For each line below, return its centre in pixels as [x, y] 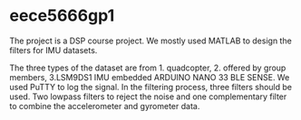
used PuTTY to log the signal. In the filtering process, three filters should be [151, 87]
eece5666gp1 [62, 16]
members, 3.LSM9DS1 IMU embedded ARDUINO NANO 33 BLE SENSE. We [150, 77]
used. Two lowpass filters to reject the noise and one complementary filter [148, 97]
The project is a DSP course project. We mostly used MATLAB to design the [150, 41]
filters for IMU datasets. [53, 50]
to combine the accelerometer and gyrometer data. [105, 106]
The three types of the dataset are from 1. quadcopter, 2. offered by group [148, 68]
